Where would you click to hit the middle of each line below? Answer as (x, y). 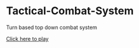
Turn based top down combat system (52, 27)
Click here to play (28, 39)
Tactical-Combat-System (70, 11)
